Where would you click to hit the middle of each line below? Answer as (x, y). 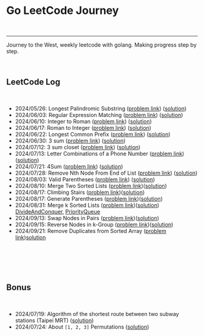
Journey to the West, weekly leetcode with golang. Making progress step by (101, 45)
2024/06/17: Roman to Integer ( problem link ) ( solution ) (83, 127)
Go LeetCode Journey (63, 11)
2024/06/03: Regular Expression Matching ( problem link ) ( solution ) (99, 115)
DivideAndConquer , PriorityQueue (57, 211)
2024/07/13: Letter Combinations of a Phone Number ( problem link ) (100, 153)
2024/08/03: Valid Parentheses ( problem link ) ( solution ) (85, 179)
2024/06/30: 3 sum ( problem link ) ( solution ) (70, 141)
